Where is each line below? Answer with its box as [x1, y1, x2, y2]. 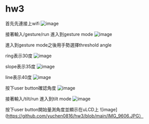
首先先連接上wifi [5, 20, 40, 26]
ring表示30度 [5, 53, 33, 59]
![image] [100, 106, 118, 112]
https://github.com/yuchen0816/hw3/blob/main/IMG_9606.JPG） [7, 112, 144, 119]
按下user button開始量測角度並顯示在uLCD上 [5, 106, 99, 112]
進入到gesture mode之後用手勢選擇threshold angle [5, 42, 112, 48]
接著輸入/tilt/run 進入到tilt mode [5, 96, 72, 102]
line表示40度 [5, 74, 32, 80]
